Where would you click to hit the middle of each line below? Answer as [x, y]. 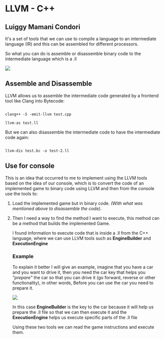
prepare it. [23, 288]
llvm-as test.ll [22, 123]
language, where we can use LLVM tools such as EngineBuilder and [82, 238]
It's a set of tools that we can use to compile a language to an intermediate [81, 39]
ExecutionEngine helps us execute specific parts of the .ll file [75, 317]
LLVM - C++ [30, 9]
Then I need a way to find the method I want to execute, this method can [86, 218]
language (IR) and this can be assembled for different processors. [72, 44]
